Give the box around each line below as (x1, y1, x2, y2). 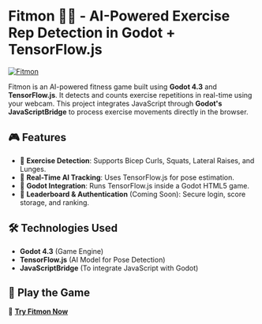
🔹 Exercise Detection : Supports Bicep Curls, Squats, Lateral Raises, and (19, 155, 255, 165)
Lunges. (19, 164, 47, 173)
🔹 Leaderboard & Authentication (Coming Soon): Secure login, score (19, 189, 246, 199)
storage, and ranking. (19, 197, 89, 207)
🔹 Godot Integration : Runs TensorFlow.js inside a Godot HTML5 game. (19, 181, 250, 190)
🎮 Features (8, 131, 67, 144)
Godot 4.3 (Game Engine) (19, 246, 104, 255)
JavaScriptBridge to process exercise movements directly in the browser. (8, 106, 249, 117)
